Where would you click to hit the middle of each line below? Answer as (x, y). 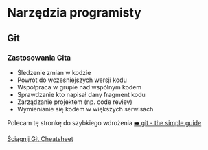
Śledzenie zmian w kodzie (54, 72)
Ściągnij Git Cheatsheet (40, 138)
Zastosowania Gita (39, 58)
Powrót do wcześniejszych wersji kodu (72, 80)
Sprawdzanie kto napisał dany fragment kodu (81, 94)
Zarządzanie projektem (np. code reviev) (74, 102)
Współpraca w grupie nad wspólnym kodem (79, 87)
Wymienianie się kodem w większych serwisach (85, 109)
